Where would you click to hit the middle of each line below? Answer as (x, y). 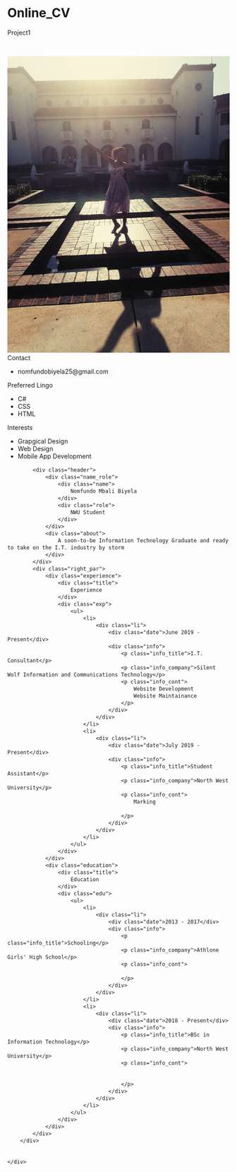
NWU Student (88, 512)
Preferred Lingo (30, 385)
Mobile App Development (54, 456)
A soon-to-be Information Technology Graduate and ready (143, 540)
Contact (19, 357)
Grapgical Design (43, 441)
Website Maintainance (165, 696)
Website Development (164, 689)
